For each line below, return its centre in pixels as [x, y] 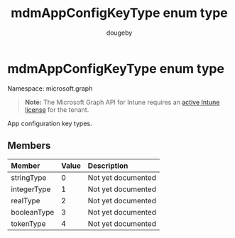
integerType [31, 189]
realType [26, 200]
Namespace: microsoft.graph [50, 88]
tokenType [28, 223]
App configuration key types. [50, 123]
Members [29, 146]
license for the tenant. [57, 109]
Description [108, 166]
